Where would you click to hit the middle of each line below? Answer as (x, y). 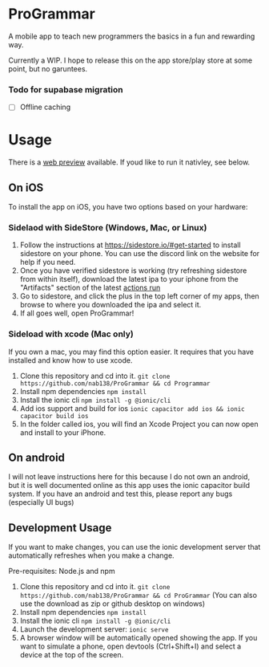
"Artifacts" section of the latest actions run (90, 288)
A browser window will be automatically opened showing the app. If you (139, 638)
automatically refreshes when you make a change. (91, 555)
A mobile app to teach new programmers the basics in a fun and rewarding (132, 36)
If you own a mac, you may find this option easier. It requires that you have (131, 352)
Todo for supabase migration (66, 89)
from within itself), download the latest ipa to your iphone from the (129, 279)
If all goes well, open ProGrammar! (77, 313)
